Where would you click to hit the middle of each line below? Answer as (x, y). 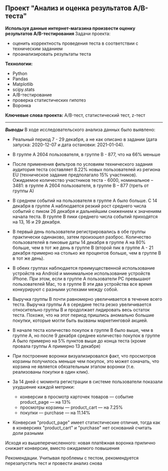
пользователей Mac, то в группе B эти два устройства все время (82, 284)
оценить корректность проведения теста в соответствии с (75, 43)
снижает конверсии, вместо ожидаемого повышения (62, 448)
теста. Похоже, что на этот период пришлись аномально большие (83, 315)
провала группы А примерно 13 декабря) (56, 346)
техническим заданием (37, 48)
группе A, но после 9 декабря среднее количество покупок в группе (86, 335)
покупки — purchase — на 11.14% (55, 413)
